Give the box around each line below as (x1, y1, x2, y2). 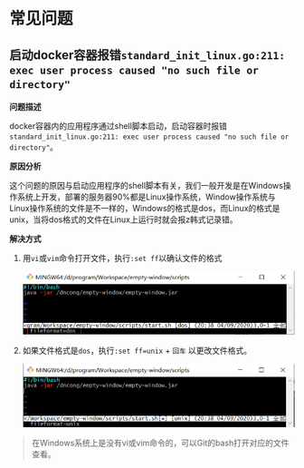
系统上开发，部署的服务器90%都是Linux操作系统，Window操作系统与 (16, 191, 276, 202)
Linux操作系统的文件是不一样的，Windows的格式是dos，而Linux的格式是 (9, 203, 280, 213)
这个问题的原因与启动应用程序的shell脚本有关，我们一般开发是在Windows (9, 180, 283, 190)
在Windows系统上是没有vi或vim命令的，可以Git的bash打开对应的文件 (31, 437, 290, 448)
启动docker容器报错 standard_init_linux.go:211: (9, 47, 286, 63)
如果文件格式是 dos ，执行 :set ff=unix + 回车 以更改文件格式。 (22, 346, 252, 356)
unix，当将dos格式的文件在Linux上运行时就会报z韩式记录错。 (9, 214, 238, 225)
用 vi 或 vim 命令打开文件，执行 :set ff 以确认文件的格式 (22, 253, 223, 263)
